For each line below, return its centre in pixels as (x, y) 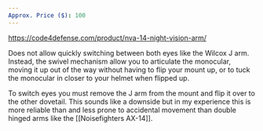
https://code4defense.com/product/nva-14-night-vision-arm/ (107, 38)
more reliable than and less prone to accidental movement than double (122, 110)
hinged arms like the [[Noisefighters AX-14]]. (80, 118)
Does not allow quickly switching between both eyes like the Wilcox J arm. (129, 53)
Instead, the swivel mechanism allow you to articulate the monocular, (120, 61)
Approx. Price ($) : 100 (47, 15)
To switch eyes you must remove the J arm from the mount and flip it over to (131, 93)
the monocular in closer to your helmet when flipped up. (99, 78)
